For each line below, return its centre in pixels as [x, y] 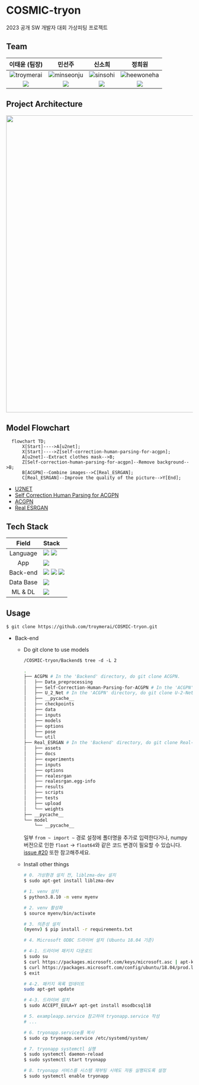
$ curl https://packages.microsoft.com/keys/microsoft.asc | [100, 962]
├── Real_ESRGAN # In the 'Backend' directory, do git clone [100, 743]
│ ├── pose [40, 731]
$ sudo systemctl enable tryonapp [66, 1076]
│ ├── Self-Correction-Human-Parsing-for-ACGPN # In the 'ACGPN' [108, 687]
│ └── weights [44, 809]
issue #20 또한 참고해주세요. [57, 853]
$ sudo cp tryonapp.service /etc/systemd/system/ [86, 1038]
